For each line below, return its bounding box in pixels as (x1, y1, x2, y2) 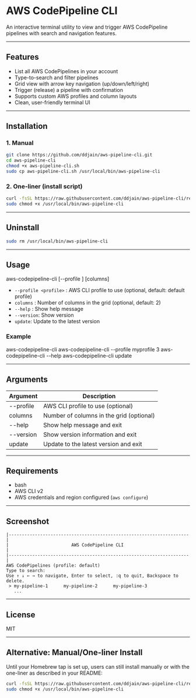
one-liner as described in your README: (6, 669, 103, 676)
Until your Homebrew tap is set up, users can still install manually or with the (6, 663, 190, 670)
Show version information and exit (43, 430, 137, 439)
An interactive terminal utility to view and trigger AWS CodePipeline (6, 23, 168, 30)
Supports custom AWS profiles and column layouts (14, 93, 137, 100)
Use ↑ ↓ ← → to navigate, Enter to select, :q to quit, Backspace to (6, 573, 179, 579)
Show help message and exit (43, 420, 123, 429)
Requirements (6, 466, 58, 475)
